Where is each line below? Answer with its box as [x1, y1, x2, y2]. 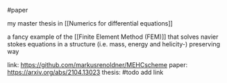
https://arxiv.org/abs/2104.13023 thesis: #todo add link [7, 68, 164, 76]
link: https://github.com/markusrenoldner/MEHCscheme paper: [7, 61, 188, 68]
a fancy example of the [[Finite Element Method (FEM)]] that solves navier [7, 33, 219, 41]
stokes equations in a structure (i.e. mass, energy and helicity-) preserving [7, 40, 221, 48]
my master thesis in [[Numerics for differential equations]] [7, 19, 174, 27]
